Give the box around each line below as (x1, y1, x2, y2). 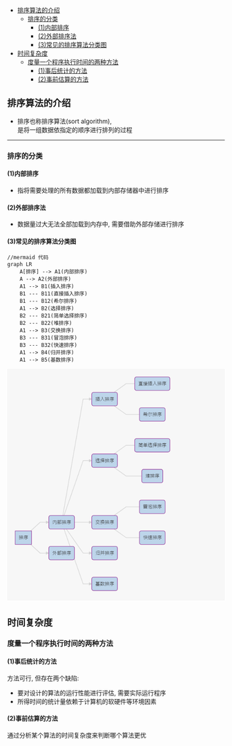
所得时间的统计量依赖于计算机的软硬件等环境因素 (17, 697, 157, 705)
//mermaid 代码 (7, 254, 49, 261)
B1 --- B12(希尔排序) (19, 298, 78, 305)
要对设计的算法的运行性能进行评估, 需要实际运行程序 (17, 689, 166, 697)
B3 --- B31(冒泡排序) (19, 335, 78, 342)
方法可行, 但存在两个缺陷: (7, 673, 79, 682)
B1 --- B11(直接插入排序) (19, 290, 88, 297)
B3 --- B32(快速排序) (19, 342, 78, 349)
